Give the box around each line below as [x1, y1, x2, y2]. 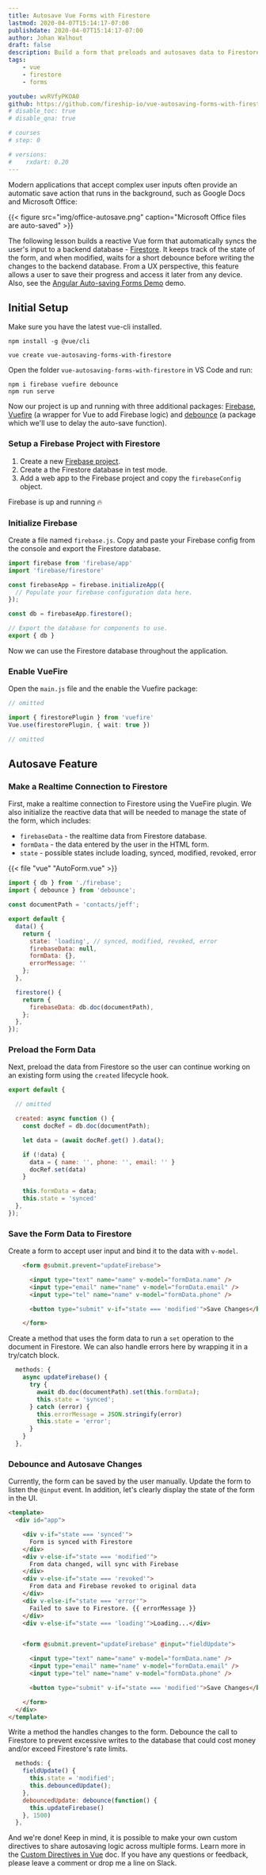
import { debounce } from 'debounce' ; [8, 886, 136, 894]
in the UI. [8, 1494, 38, 1503]
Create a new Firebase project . [19, 456, 121, 465]
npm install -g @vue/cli [8, 338, 90, 345]
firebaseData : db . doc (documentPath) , [28, 1003, 154, 1011]
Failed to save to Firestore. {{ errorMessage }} [28, 1604, 196, 1612]
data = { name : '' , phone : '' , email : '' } [28, 1158, 176, 1166]
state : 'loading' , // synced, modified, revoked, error [28, 937, 218, 945]
